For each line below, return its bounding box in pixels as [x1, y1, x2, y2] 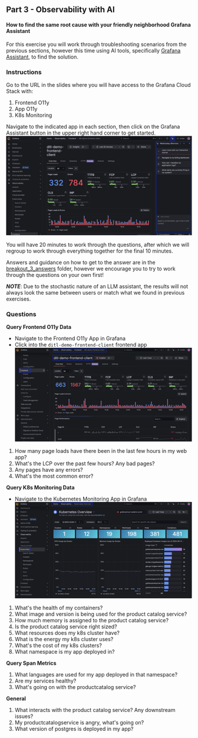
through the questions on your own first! [6, 272, 104, 279]
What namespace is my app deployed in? [14, 648, 115, 655]
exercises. [6, 295, 31, 303]
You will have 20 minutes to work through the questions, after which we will [6, 241, 190, 249]
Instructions [6, 68, 42, 76]
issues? [14, 713, 34, 720]
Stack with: [6, 87, 34, 94]
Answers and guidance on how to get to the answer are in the [6, 259, 156, 266]
